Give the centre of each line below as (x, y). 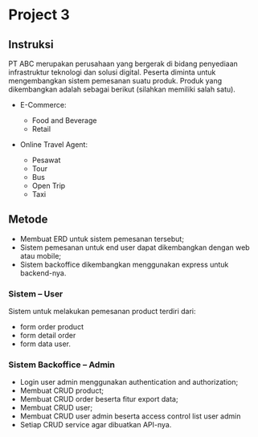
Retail (41, 129)
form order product (52, 327)
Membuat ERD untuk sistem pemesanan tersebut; (102, 239)
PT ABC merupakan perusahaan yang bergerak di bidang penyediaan (123, 63)
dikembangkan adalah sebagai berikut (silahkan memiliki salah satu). (122, 89)
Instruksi (31, 45)
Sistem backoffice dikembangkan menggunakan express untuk (124, 264)
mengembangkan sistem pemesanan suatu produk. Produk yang (115, 81)
